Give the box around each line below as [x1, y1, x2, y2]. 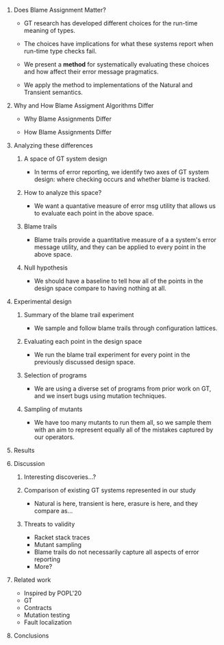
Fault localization [23, 618, 72, 626]
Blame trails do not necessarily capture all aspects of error [34, 548, 200, 556]
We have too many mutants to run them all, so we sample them [34, 419, 212, 426]
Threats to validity [23, 520, 75, 528]
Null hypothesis [23, 263, 69, 272]
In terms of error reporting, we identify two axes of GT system [34, 168, 209, 176]
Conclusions [13, 631, 49, 640]
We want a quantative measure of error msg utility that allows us [34, 202, 216, 210]
